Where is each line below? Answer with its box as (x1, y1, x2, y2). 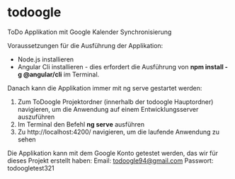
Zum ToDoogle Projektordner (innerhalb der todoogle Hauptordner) (17, 97, 214, 106)
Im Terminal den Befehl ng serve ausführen (17, 120, 145, 128)
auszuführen (17, 112, 55, 121)
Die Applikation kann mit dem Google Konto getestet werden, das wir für (7, 149, 218, 157)
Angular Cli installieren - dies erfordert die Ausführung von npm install (17, 62, 224, 71)
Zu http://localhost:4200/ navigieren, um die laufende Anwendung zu (17, 127, 219, 136)
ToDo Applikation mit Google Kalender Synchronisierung (7, 28, 172, 36)
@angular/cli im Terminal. (23, 70, 100, 79)
